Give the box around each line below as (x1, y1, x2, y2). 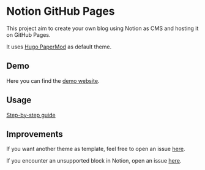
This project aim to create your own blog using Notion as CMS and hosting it (6, 25, 199, 32)
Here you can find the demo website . (6, 77, 100, 84)
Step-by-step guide (6, 111, 56, 118)
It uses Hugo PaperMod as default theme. (6, 43, 112, 50)
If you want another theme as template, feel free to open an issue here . (6, 145, 185, 153)
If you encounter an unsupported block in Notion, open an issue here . (6, 157, 182, 164)
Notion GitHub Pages (6, 4, 115, 18)
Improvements (6, 129, 63, 139)
